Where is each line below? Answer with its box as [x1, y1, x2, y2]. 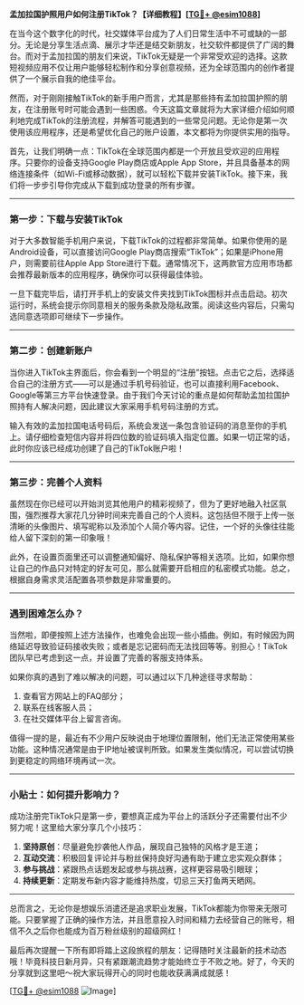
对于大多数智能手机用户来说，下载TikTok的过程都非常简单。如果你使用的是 [9, 235, 288, 246]
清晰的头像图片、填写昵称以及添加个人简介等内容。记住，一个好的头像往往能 [9, 521, 295, 531]
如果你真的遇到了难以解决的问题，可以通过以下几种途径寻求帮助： [9, 672, 255, 683]
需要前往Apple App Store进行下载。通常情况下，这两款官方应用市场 [33, 258, 285, 269]
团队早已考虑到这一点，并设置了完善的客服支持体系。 [9, 652, 208, 664]
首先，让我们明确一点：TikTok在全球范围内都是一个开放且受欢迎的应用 [9, 146, 272, 157]
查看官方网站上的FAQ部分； [22, 691, 126, 702]
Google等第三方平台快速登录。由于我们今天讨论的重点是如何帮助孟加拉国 [9, 389, 282, 400]
